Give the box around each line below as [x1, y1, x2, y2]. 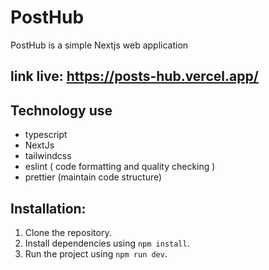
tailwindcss [24, 150, 72, 162]
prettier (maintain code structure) [24, 171, 163, 183]
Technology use [10, 102, 113, 119]
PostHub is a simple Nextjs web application [10, 39, 189, 51]
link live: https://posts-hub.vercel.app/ [10, 68, 259, 85]
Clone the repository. [24, 226, 112, 238]
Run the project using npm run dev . [24, 247, 168, 260]
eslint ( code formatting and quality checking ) [24, 161, 216, 173]
